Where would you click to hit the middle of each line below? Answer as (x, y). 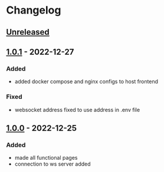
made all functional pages (46, 158)
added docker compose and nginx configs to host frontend (86, 82)
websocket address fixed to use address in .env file (77, 110)
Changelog (34, 10)
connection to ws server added (53, 164)
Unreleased (28, 32)
